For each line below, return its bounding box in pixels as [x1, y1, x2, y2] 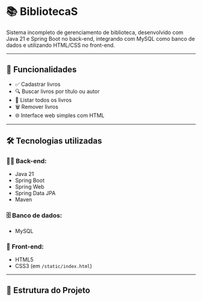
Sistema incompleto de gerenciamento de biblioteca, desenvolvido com [6, 28, 183, 36]
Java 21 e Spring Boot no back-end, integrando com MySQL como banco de [6, 35, 195, 42]
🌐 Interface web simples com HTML [14, 112, 105, 119]
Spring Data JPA [14, 190, 56, 197]
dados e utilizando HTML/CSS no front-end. [6, 41, 115, 49]
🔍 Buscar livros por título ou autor [14, 88, 100, 95]
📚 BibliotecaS [6, 5, 78, 19]
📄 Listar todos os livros [14, 96, 72, 103]
